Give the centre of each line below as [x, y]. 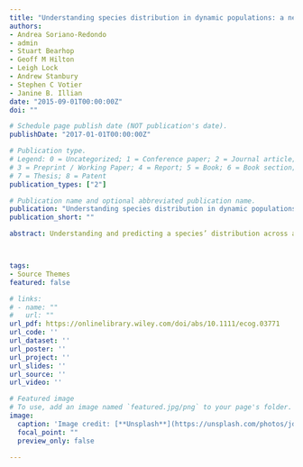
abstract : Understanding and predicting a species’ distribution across [149, 234]
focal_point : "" [48, 432]
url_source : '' [38, 374]
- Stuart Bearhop [42, 51]
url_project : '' [40, 357]
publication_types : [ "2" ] [58, 184]
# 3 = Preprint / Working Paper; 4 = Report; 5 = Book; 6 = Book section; [153, 168]
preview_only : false [56, 441]
